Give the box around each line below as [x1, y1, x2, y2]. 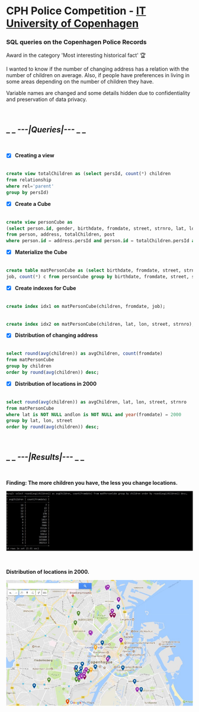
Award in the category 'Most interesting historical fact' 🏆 [6, 52, 146, 59]
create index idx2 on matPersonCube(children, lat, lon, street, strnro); [6, 321, 195, 327]
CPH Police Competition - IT [6, 4, 146, 18]
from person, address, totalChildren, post [6, 231, 115, 238]
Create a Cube [14, 200, 52, 207]
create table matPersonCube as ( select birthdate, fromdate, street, [6, 268, 182, 274]
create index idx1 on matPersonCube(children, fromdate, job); [6, 303, 166, 309]
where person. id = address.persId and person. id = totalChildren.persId [6, 238, 190, 244]
